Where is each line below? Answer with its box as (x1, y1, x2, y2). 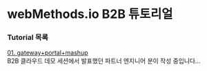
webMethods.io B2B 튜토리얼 (7, 6, 173, 22)
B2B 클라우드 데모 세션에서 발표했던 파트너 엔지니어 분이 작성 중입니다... (7, 57, 201, 65)
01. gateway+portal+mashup (7, 49, 88, 57)
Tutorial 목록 (7, 32, 48, 42)
